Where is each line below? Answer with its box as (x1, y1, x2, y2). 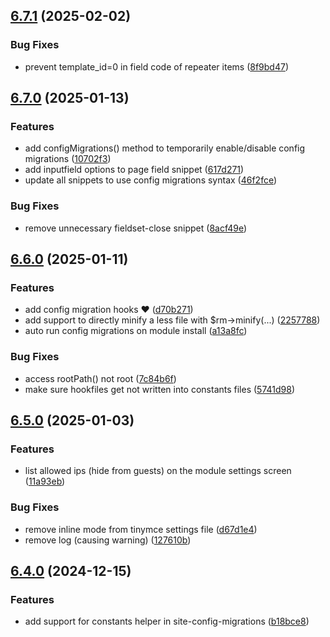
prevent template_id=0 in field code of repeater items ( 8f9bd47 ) (24, 60, 289, 73)
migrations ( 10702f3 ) (24, 153, 112, 165)
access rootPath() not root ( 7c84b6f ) (24, 372, 177, 384)
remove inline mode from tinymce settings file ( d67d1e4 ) (24, 523, 258, 535)
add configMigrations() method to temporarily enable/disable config (24, 142, 306, 154)
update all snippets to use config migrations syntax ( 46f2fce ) (24, 174, 278, 186)
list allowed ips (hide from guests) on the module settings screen (24, 465, 292, 477)
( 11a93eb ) (24, 475, 66, 488)
